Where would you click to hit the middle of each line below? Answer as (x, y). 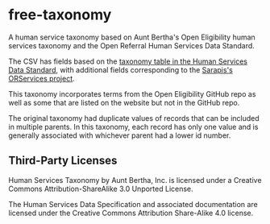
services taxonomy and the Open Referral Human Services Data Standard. (132, 45)
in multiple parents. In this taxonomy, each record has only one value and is (133, 127)
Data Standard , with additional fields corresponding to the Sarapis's (121, 69)
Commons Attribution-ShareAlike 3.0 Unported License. (101, 189)
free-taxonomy (60, 15)
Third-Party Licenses (63, 161)
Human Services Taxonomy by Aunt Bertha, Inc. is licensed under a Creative (135, 180)
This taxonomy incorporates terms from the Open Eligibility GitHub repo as (132, 93)
